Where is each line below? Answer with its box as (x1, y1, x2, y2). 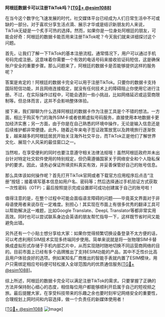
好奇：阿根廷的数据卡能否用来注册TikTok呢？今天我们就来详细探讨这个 (13, 34, 156, 39)
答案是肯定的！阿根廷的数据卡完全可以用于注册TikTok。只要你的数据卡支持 (5, 79, 156, 85)
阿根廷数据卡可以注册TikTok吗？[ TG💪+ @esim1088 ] (5, 5, 111, 10)
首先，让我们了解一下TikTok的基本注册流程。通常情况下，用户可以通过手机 (5, 50, 156, 56)
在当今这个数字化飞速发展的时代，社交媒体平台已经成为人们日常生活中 (5, 15, 147, 21)
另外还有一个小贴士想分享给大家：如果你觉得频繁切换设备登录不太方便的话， (5, 230, 160, 236)
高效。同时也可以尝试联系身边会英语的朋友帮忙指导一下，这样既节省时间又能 (5, 214, 160, 219)
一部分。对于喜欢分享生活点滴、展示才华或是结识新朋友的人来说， (13, 22, 147, 27)
